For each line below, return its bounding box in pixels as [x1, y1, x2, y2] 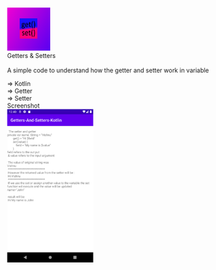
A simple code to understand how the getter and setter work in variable [7, 66, 210, 74]
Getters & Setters [7, 52, 56, 59]
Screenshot [7, 101, 40, 110]
